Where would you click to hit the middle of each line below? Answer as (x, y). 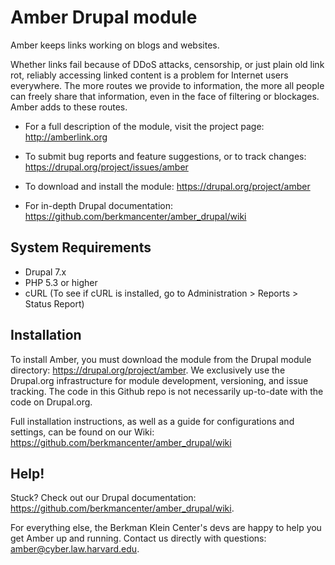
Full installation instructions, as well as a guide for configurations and (152, 421)
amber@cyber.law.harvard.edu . (75, 549)
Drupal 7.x (45, 272)
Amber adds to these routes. (69, 107)
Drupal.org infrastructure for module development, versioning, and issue (159, 380)
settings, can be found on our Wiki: (82, 432)
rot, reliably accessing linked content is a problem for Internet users (149, 75)
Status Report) (54, 303)
